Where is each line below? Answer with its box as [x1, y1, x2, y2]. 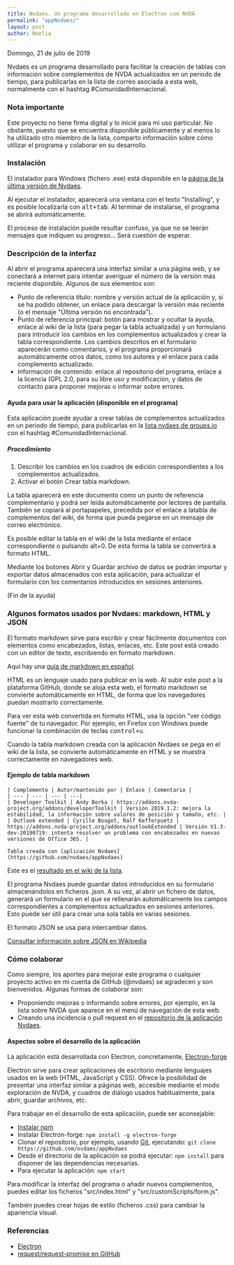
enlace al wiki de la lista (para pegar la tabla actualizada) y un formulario [17, 323, 226, 331]
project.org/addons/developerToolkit [7, 805, 117, 812]
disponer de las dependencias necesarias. [17, 1159, 140, 1168]
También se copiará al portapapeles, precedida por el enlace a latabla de [7, 506, 217, 514]
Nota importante [7, 102, 64, 112]
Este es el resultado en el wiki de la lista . [7, 866, 124, 875]
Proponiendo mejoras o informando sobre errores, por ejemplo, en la [17, 999, 216, 1007]
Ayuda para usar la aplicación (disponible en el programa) [7, 398, 178, 406]
